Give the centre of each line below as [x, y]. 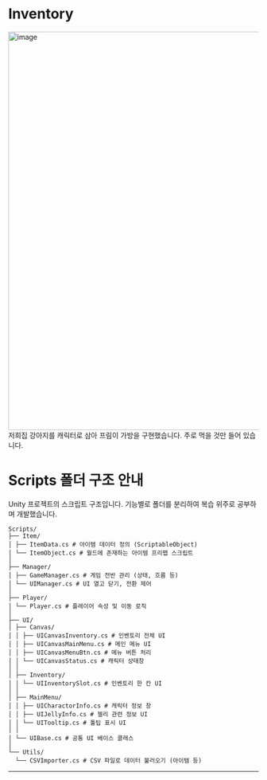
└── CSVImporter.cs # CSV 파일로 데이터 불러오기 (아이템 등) [109, 760]
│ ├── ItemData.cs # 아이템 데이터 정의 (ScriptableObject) [103, 544]
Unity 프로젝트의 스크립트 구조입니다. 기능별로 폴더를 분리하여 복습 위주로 [122, 504]
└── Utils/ [26, 752]
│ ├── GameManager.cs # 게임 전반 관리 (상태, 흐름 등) [93, 575]
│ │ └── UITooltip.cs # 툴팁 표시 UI [68, 723]
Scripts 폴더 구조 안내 [76, 481]
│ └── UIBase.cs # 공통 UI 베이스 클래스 [71, 738]
